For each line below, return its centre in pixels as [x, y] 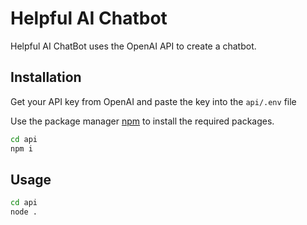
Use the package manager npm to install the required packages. [142, 121]
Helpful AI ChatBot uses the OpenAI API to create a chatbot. [133, 46]
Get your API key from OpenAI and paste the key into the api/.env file [153, 101]
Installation [46, 77]
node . [24, 212]
